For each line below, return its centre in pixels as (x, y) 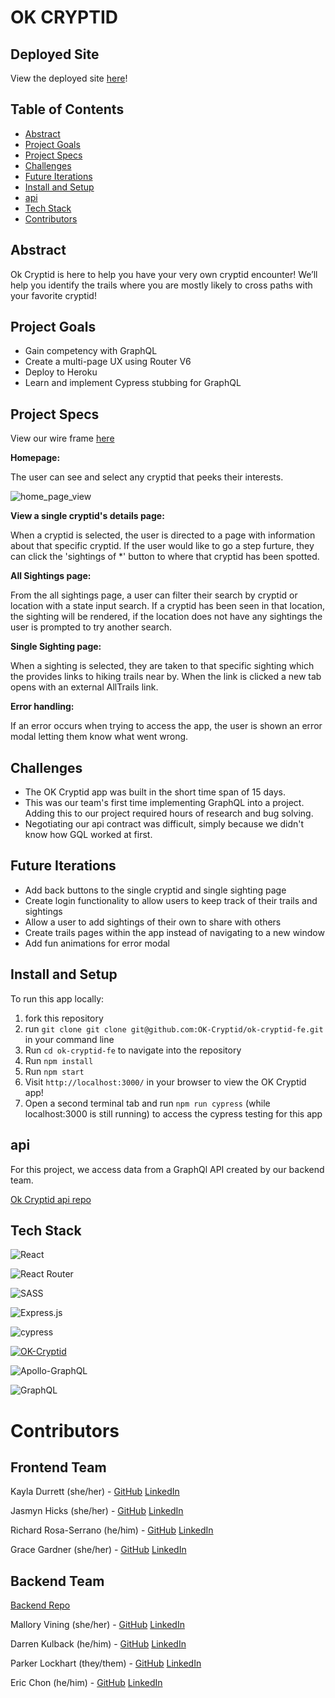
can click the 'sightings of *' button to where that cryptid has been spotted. (165, 557)
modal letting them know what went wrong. (99, 737)
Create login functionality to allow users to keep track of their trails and (171, 900)
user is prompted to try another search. (91, 627)
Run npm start (54, 1071)
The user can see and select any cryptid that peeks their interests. (147, 477)
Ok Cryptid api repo (51, 1199)
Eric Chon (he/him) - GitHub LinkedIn (86, 1683)
